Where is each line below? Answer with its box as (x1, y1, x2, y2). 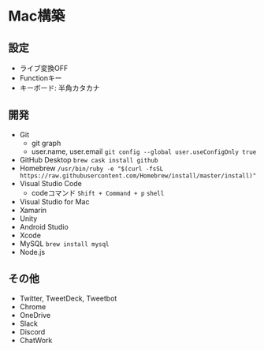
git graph (31, 138, 61, 147)
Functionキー (19, 73, 62, 83)
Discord (19, 327, 46, 336)
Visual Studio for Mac (19, 196, 90, 206)
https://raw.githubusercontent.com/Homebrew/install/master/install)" (19, 171, 257, 180)
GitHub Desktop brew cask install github (19, 155, 158, 164)
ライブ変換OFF (19, 64, 69, 73)
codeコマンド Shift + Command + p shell (31, 188, 165, 197)
